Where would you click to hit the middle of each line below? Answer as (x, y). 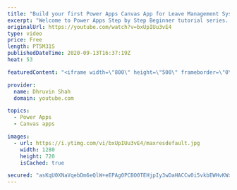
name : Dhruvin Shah (42, 91)
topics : (19, 111)
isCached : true (42, 163)
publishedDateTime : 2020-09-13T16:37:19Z (69, 53)
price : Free (25, 40)
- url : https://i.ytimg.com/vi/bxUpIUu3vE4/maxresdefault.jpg (107, 143)
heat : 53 (20, 60)
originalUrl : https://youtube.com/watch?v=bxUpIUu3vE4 (90, 27)
